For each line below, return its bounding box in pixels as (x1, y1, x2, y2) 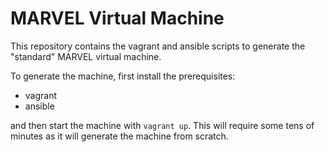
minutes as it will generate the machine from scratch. (10, 130, 229, 142)
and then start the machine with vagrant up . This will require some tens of (10, 119, 315, 131)
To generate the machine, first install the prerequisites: (10, 70, 236, 82)
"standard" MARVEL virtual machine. (10, 50, 162, 62)
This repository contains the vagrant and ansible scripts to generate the (10, 40, 306, 52)
